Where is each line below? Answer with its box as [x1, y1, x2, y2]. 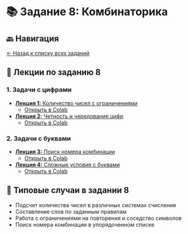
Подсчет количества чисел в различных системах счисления [15, 201, 176, 208]
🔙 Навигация [6, 33, 59, 43]
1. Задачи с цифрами [6, 86, 72, 94]
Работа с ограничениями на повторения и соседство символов [15, 214, 182, 222]
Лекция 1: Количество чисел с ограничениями [15, 99, 138, 107]
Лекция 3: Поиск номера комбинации [15, 148, 115, 155]
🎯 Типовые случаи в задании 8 [6, 185, 129, 196]
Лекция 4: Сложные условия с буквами [15, 161, 120, 168]
